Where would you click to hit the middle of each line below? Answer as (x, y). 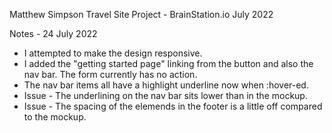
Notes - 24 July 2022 (53, 33)
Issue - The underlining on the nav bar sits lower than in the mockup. (165, 95)
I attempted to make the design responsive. (113, 53)
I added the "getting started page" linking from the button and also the (168, 63)
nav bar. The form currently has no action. (110, 74)
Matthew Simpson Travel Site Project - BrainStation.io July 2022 (141, 14)
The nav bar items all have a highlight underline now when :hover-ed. (166, 85)
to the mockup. (55, 117)
